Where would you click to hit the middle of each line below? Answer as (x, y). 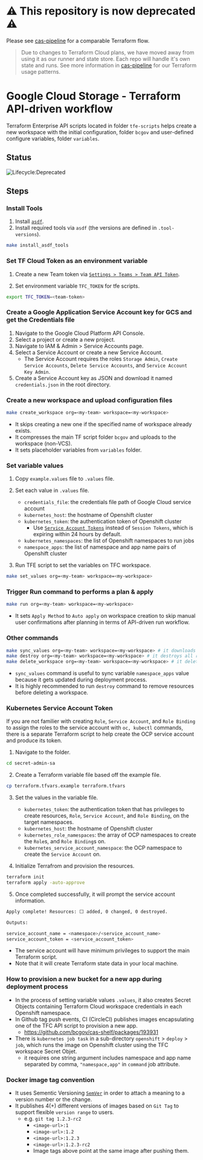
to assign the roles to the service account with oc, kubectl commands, (95, 728)
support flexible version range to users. (64, 1112)
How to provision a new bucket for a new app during (84, 979)
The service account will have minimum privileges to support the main (102, 951)
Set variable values (35, 465)
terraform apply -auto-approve (46, 883)
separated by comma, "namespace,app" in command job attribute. (102, 1064)
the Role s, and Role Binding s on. (65, 841)
